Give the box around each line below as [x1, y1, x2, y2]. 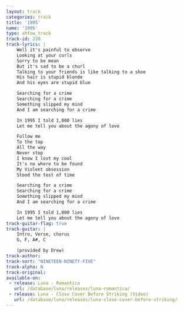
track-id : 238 [6, 36, 41, 42]
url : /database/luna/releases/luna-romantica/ [14, 286, 131, 292]
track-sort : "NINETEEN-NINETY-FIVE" [6, 258, 96, 264]
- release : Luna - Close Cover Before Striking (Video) [8, 291, 149, 297]
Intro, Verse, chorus [16, 231, 69, 237]
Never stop [16, 150, 44, 156]
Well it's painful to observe [16, 47, 91, 53]
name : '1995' [6, 25, 38, 31]
